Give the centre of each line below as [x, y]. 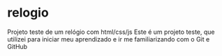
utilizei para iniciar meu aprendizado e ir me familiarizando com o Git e [109, 39]
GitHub [17, 46]
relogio [28, 13]
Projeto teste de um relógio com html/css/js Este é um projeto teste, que [111, 32]
